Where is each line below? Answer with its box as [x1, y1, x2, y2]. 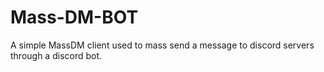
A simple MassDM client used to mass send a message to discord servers [10, 39, 315, 51]
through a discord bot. [10, 49, 103, 61]
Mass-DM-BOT [10, 6, 139, 29]
